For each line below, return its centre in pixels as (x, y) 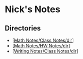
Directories (23, 28)
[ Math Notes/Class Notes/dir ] (43, 40)
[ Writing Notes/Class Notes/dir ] (45, 51)
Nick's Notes (33, 9)
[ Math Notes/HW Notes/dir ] (41, 46)
